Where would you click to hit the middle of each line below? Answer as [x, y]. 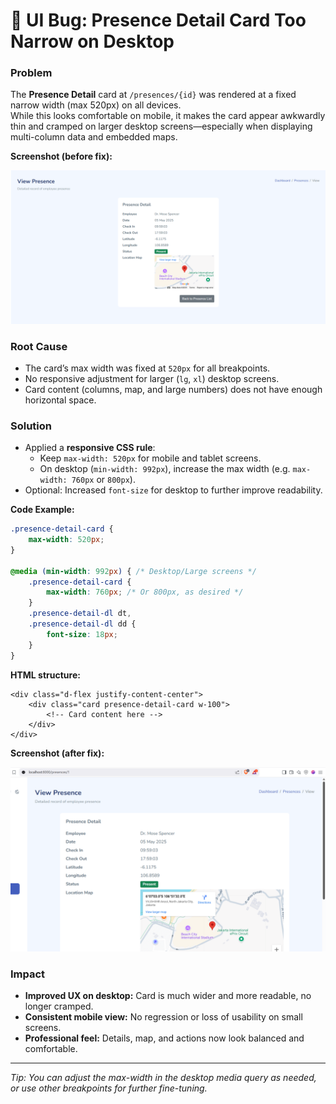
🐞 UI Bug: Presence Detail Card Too [158, 20]
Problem [31, 73]
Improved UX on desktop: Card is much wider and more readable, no [168, 996]
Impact [28, 974]
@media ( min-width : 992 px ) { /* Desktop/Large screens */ [133, 571]
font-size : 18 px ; [82, 634]
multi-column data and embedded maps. [94, 137]
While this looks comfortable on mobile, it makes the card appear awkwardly [168, 116]
